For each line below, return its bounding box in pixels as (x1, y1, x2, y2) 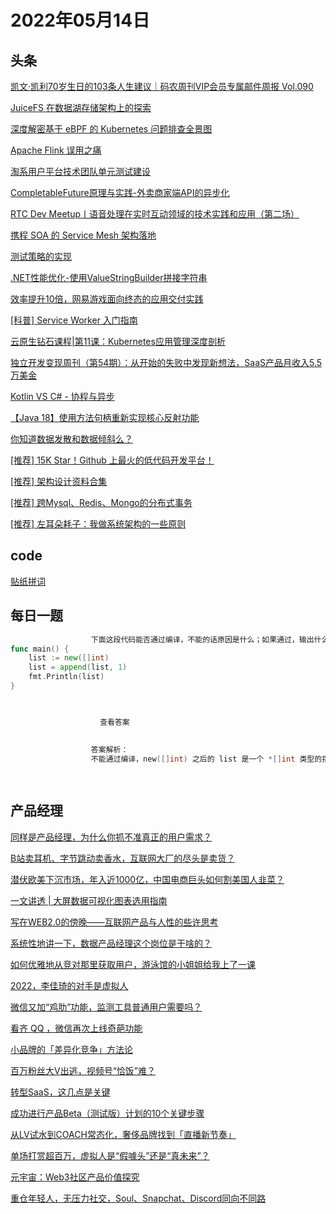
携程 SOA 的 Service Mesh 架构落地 (10, 229, 157, 241)
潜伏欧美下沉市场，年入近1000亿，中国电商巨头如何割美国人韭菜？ (10, 873, 285, 885)
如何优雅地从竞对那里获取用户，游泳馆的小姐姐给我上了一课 (10, 958, 256, 970)
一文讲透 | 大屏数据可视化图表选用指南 (10, 894, 168, 906)
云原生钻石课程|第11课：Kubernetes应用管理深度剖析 (10, 336, 226, 347)
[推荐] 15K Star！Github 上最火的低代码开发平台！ (10, 454, 215, 466)
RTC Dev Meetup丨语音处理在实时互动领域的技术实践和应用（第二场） (10, 208, 300, 220)
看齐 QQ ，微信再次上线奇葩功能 (10, 1022, 143, 1034)
